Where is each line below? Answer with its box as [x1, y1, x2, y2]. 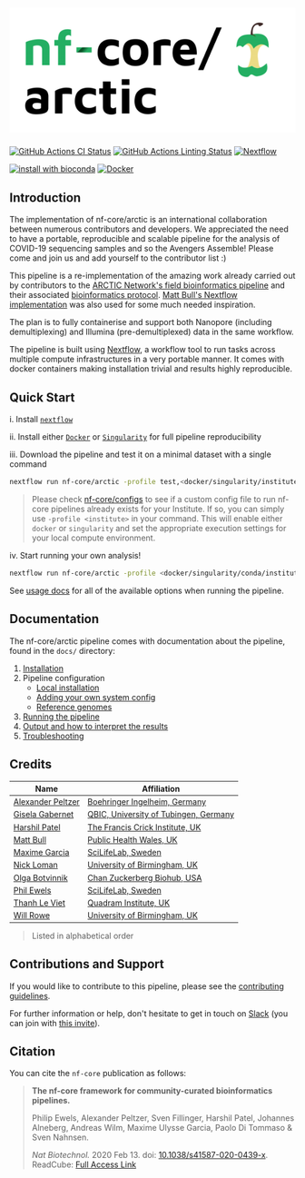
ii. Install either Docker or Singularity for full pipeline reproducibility [9, 431, 261, 442]
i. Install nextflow [9, 413, 74, 424]
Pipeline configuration [22, 672, 105, 683]
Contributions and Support [9, 956, 165, 972]
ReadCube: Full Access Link [31, 1159, 137, 1170]
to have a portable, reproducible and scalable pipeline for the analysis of [9, 233, 280, 244]
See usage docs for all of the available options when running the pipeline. [9, 585, 284, 596]
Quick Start [9, 390, 75, 405]
